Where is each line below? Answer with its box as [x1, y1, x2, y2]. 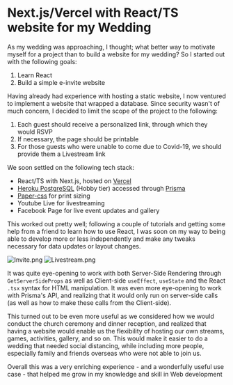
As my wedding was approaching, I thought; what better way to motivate [7, 42, 216, 51]
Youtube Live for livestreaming [17, 198, 106, 207]
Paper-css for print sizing [17, 191, 90, 200]
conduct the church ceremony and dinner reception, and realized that [7, 319, 207, 328]
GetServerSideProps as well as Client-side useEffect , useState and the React [7, 276, 226, 285]
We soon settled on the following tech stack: [7, 163, 135, 171]
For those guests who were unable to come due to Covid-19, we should [17, 142, 222, 150]
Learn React [17, 71, 53, 79]
